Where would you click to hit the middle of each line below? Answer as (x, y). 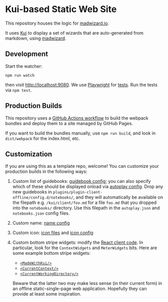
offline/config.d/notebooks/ (43, 198)
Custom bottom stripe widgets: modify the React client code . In (78, 243)
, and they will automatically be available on (118, 197)
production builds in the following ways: (46, 171)
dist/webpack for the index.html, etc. (43, 138)
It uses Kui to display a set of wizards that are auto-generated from (74, 33)
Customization (29, 154)
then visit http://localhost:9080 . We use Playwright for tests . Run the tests (81, 84)
